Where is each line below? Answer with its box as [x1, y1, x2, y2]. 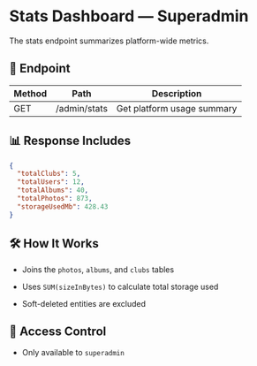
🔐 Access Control [9, 324, 107, 339]
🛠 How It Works [9, 236, 100, 251]
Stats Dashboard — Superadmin [9, 6, 249, 27]
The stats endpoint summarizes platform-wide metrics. [9, 35, 209, 46]
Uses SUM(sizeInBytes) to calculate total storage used [21, 281, 219, 292]
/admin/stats [56, 102, 109, 114]
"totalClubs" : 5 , [17, 170, 81, 179]
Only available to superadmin [21, 347, 125, 358]
